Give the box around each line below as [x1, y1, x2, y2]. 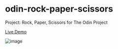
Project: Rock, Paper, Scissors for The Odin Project [5, 19, 108, 25]
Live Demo [5, 29, 27, 34]
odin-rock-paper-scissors [5, 3, 114, 15]
